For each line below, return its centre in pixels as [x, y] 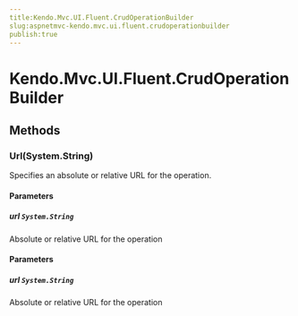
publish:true [34, 34]
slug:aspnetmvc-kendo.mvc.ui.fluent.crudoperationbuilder [119, 26]
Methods [35, 130]
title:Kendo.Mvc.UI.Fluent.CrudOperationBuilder [102, 17]
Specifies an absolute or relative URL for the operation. [111, 175]
